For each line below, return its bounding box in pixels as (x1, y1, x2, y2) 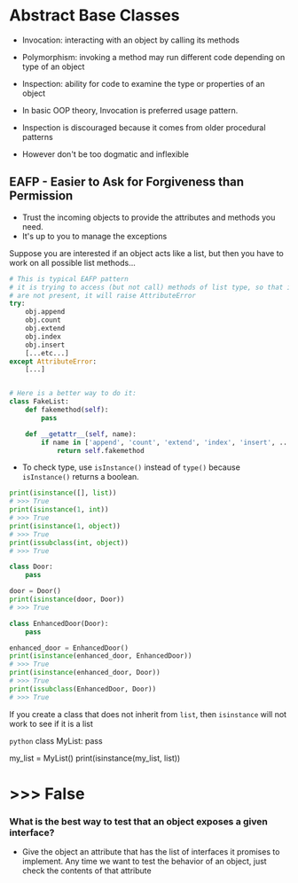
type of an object (21, 61, 85, 72)
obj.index (25, 332, 62, 341)
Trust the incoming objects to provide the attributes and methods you (21, 212, 276, 223)
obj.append (25, 308, 66, 316)
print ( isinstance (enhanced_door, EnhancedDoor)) (9, 652, 192, 660)
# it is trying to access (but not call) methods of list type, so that (9, 283, 284, 292)
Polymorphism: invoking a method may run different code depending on (21, 51, 286, 62)
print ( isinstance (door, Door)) (9, 595, 125, 604)
